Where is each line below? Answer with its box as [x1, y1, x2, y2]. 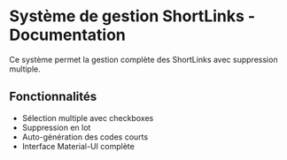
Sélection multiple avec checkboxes [21, 112, 154, 123]
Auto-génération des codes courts [21, 131, 149, 142]
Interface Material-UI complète [21, 141, 135, 151]
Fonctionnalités [9, 89, 97, 104]
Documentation [9, 25, 127, 45]
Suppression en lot [21, 122, 91, 133]
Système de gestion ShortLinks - [9, 6, 256, 27]
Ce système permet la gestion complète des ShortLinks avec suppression [9, 54, 278, 65]
